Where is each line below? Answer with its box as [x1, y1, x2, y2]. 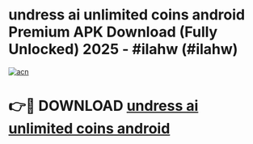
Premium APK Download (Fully [8, 23, 218, 41]
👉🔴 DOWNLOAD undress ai [8, 97, 199, 115]
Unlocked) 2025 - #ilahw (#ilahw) [8, 40, 238, 58]
